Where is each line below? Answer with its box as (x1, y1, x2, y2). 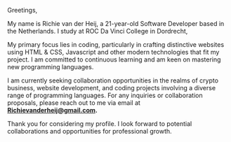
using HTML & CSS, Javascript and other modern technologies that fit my (7, 48, 220, 56)
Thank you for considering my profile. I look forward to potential (7, 120, 192, 128)
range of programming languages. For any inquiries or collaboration (7, 91, 204, 99)
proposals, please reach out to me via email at (7, 99, 140, 107)
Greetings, (7, 6, 38, 14)
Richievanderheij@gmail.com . (7, 106, 98, 114)
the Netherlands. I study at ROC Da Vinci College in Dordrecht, (7, 27, 188, 35)
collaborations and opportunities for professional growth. (7, 127, 172, 135)
